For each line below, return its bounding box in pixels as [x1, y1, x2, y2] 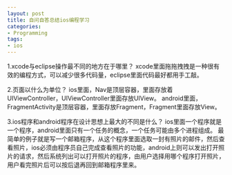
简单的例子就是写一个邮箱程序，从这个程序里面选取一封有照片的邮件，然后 [7, 135, 219, 142]
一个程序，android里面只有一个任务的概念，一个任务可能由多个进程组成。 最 [7, 126, 224, 134]
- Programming [7, 29, 48, 37]
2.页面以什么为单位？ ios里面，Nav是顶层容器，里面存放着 [7, 86, 173, 93]
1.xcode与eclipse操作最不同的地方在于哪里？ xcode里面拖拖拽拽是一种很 [7, 62, 214, 70]
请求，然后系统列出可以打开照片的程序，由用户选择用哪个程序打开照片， [19, 152, 225, 160]
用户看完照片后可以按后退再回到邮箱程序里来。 [7, 160, 140, 169]
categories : [7, 23, 41, 30]
